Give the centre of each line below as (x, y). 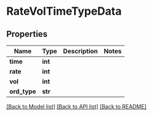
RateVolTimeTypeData (64, 11)
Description (80, 51)
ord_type (23, 91)
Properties (27, 34)
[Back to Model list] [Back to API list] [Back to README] (76, 106)
